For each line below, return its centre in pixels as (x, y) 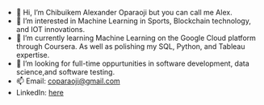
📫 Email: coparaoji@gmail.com (68, 81)
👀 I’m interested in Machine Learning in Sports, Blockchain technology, (134, 21)
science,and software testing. (65, 72)
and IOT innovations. (50, 29)
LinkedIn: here (40, 93)
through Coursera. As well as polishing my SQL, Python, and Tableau (130, 46)
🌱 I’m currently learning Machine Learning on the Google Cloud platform (136, 38)
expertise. (33, 55)
